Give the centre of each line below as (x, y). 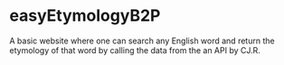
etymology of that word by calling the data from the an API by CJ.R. (135, 50)
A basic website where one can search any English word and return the (142, 41)
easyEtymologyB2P (85, 16)
